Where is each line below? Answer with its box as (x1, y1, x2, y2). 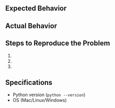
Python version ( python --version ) (12, 92, 85, 98)
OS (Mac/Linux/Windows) (12, 97, 67, 103)
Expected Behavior (5, 4, 67, 13)
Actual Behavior (5, 21, 57, 30)
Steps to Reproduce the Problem (5, 39, 110, 48)
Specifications (5, 78, 52, 87)
